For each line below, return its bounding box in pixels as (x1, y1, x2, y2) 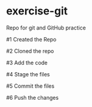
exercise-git (6, 4, 68, 18)
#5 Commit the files (6, 82, 55, 90)
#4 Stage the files (6, 70, 50, 78)
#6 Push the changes (6, 94, 59, 101)
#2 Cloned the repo (6, 47, 54, 55)
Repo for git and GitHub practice (6, 24, 86, 31)
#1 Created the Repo (6, 35, 57, 43)
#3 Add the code (6, 59, 48, 66)
